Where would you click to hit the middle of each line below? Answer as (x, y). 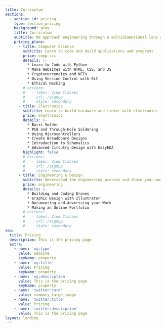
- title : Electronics (41, 106)
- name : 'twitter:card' (39, 290)
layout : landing (22, 318)
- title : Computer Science (46, 47)
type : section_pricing (37, 23)
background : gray (32, 28)
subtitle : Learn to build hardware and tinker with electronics (90, 111)
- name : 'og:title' (34, 263)
